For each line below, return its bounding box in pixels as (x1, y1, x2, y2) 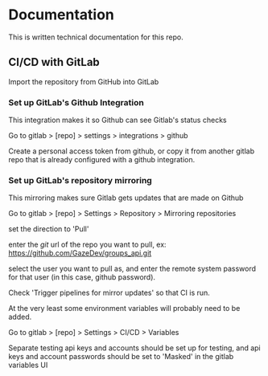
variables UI (8, 360, 48, 370)
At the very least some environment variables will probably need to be (8, 304, 241, 313)
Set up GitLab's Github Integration (8, 96, 145, 108)
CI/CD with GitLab (8, 55, 101, 69)
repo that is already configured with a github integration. (8, 155, 196, 165)
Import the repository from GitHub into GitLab (8, 76, 159, 86)
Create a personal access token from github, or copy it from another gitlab (8, 146, 255, 156)
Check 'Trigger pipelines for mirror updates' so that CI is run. (8, 288, 211, 298)
